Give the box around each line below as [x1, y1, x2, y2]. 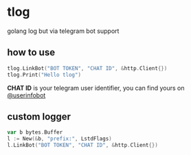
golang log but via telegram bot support [7, 27, 120, 35]
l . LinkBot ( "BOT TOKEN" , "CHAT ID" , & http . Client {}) [7, 142, 158, 149]
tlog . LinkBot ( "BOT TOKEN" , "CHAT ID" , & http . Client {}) [7, 64, 168, 72]
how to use [7, 47, 56, 58]
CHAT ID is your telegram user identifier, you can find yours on [7, 84, 185, 92]
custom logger [7, 110, 71, 122]
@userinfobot [7, 91, 46, 99]
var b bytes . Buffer [7, 129, 63, 136]
